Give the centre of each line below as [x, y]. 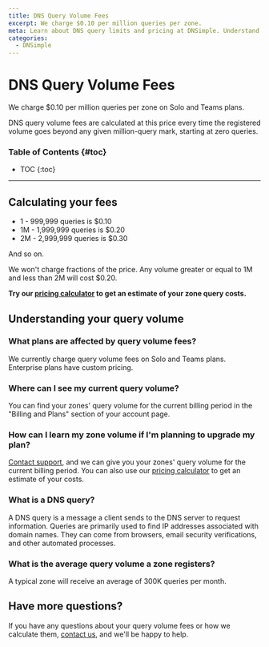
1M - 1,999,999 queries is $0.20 [72, 230]
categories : [28, 38]
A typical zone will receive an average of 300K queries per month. [117, 581]
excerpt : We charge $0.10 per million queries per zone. [105, 23]
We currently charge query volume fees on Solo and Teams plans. [117, 359]
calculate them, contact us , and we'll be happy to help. [98, 634]
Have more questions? [66, 607]
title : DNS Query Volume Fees [59, 16]
